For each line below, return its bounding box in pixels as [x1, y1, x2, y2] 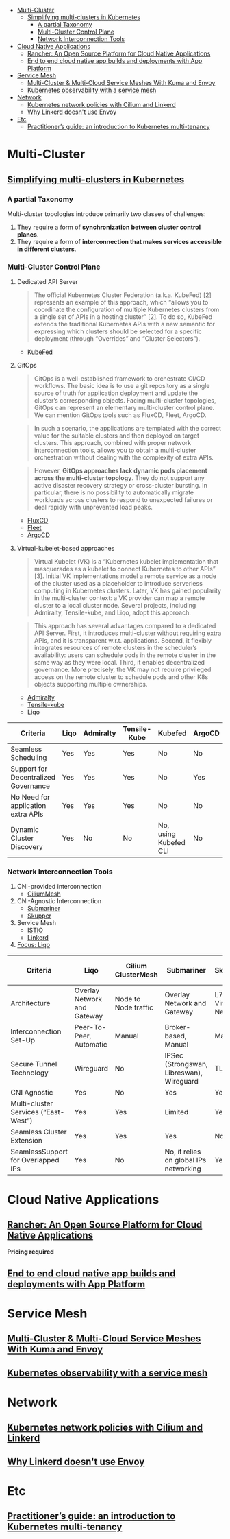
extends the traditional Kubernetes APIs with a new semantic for [34, 320, 216, 329]
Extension [10, 1136, 42, 1145]
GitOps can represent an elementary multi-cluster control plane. [34, 404, 215, 412]
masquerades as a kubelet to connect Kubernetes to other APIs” [34, 565, 216, 573]
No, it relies [164, 1147, 201, 1156]
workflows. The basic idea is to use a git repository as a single [34, 382, 210, 390]
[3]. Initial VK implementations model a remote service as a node [34, 572, 217, 580]
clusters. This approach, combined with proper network [34, 439, 192, 447]
